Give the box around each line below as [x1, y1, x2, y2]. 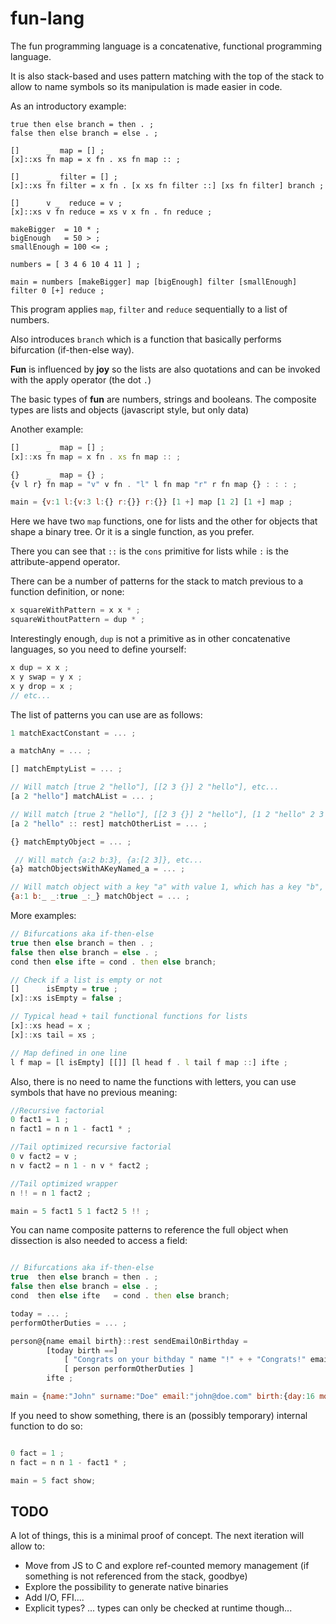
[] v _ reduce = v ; [10, 198, 123, 208]
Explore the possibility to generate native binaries [24, 1581, 229, 1593]
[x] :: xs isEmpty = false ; [10, 993, 123, 1004]
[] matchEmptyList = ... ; [10, 764, 123, 774]
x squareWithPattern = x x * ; [10, 605, 141, 616]
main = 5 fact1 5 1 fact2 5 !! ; [10, 1206, 150, 1216]
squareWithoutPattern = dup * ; [10, 615, 145, 625]
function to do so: [10, 1420, 83, 1432]
